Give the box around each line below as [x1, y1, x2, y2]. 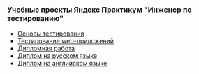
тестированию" [7, 13, 64, 23]
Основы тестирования [17, 29, 84, 38]
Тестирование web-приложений [17, 37, 114, 45]
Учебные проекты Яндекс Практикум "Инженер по [7, 5, 192, 15]
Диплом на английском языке [17, 59, 108, 68]
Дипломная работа [17, 44, 75, 53]
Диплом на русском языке [17, 52, 98, 60]
